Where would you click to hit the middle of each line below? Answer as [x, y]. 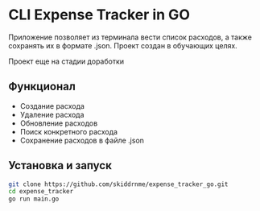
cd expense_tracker [41, 192]
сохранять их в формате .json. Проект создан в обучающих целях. [123, 45]
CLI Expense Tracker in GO [99, 15]
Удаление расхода [52, 114]
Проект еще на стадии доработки [66, 61]
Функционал [42, 87]
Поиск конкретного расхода [69, 131]
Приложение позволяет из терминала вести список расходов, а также [130, 37]
